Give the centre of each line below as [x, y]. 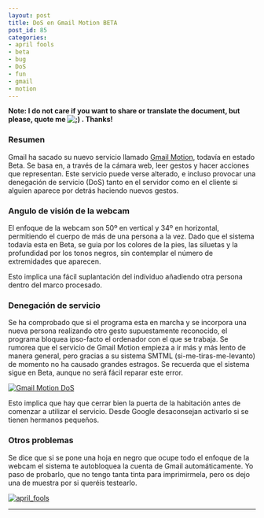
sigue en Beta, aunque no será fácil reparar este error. [95, 373]
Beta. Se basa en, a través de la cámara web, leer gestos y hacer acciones [129, 165]
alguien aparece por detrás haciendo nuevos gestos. [93, 191]
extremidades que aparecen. [55, 261]
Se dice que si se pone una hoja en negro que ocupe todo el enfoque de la [129, 457]
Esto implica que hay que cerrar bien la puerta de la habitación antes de [125, 403]
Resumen [27, 140]
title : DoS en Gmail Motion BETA [63, 23]
